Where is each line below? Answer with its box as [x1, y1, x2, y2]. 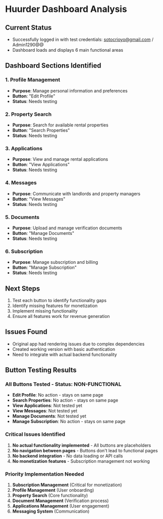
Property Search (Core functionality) [12, 493, 88, 499]
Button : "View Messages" [12, 196, 66, 202]
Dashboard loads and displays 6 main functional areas [12, 47, 123, 53]
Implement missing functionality [12, 308, 78, 314]
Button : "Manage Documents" [12, 230, 74, 236]
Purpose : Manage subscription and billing [12, 259, 98, 265]
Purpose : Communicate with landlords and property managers [12, 191, 141, 197]
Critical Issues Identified [5, 431, 65, 438]
